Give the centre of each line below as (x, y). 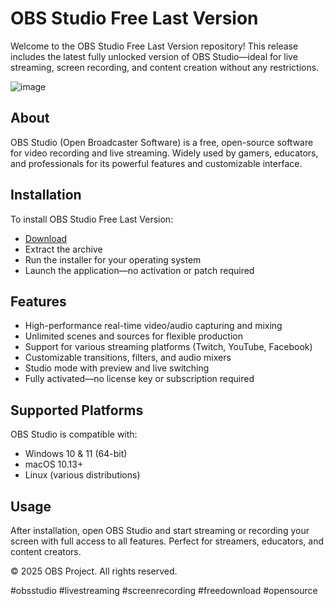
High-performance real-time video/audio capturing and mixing (153, 326)
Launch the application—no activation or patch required (139, 270)
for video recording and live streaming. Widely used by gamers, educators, (164, 153)
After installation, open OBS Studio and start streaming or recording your (160, 530)
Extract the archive (63, 249)
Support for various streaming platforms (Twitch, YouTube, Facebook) (168, 347)
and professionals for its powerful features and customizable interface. (156, 163)
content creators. (46, 551)
